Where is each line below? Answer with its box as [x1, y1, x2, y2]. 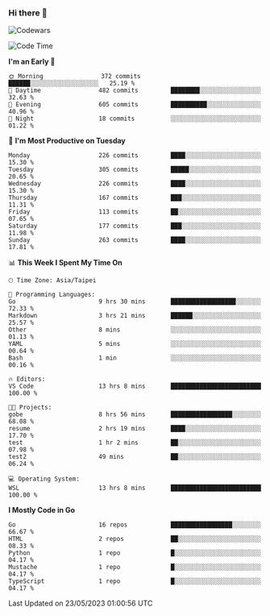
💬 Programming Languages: [8, 290, 95, 299]
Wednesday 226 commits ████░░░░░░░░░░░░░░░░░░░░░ [8, 180, 262, 188]
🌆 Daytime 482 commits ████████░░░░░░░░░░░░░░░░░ [8, 86, 262, 95]
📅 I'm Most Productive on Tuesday [8, 136, 127, 146]
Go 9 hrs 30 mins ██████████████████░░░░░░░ [8, 298, 262, 306]
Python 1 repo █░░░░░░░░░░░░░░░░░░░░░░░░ [8, 549, 262, 557]
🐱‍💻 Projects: [8, 403, 52, 412]
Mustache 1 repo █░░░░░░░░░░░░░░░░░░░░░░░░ [8, 564, 262, 572]
